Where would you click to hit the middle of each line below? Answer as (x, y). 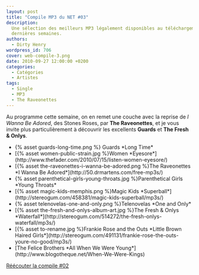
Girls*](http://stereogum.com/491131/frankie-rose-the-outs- (105, 235)
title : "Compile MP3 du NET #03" (47, 17)
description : (22, 23)
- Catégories (28, 72)
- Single (22, 89)
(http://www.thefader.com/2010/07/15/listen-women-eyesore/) (91, 159)
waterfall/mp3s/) (35, 222)
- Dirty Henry (29, 45)
